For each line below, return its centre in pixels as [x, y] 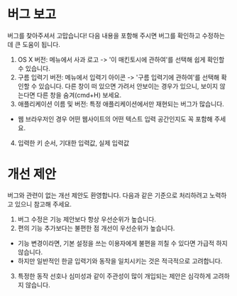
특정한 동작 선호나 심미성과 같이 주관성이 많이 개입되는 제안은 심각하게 [114, 276]
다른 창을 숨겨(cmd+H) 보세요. [79, 95]
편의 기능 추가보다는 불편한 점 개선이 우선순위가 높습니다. [96, 228]
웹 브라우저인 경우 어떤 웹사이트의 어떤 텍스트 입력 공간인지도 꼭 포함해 [115, 119]
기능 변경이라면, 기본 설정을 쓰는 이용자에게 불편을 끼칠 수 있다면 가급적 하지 [123, 243]
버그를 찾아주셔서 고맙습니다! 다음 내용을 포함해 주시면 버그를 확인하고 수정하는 [116, 35]
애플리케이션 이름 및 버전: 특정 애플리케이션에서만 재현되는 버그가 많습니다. [121, 104]
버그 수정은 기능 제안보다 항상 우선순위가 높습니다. [87, 219]
